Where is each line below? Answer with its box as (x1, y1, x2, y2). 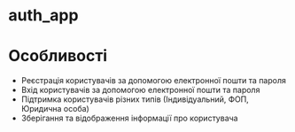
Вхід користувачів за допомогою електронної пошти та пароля (20, 85, 260, 96)
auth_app (8, 5, 79, 26)
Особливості (8, 46, 108, 66)
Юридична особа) (20, 104, 89, 114)
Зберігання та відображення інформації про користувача (20, 113, 238, 124)
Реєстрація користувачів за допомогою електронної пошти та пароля (20, 75, 287, 86)
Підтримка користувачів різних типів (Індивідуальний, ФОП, (20, 94, 249, 105)
